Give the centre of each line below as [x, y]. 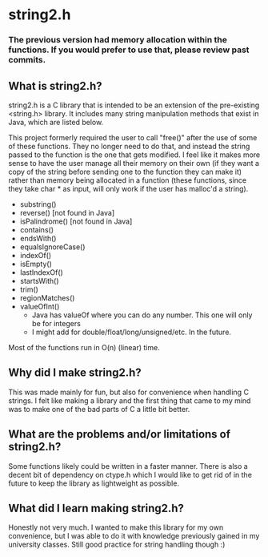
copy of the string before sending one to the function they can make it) [125, 172]
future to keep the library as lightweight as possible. [94, 483]
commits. [27, 60]
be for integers [56, 323]
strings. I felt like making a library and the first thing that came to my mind [130, 400]
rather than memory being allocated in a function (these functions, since [127, 180]
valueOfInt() [40, 306]
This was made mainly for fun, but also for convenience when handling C [129, 392]
